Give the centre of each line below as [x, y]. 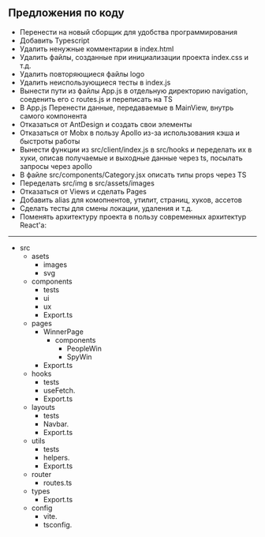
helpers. [56, 457]
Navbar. [56, 424]
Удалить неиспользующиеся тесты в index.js [95, 82]
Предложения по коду [66, 13]
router [41, 474]
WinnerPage [63, 332]
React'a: [33, 225]
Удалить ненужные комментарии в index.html [97, 49]
